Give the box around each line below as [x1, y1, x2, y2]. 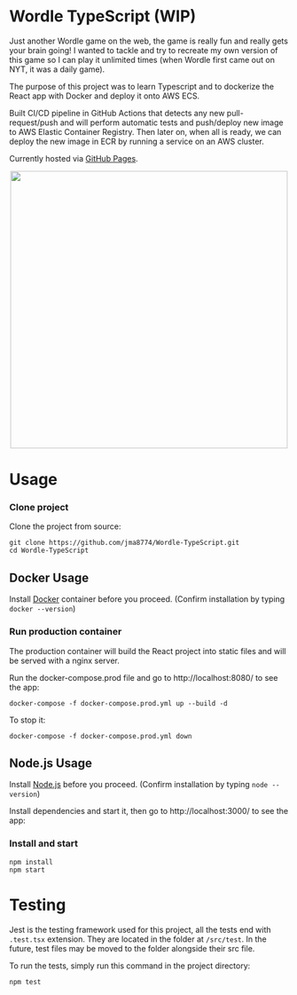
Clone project [9, 501, 69, 514]
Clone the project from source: [9, 521, 121, 532]
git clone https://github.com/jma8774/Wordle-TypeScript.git [9, 539, 240, 548]
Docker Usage [9, 570, 90, 585]
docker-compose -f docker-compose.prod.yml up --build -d [9, 699, 228, 707]
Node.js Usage [9, 755, 93, 770]
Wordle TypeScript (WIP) [9, 6, 197, 27]
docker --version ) [9, 604, 76, 614]
